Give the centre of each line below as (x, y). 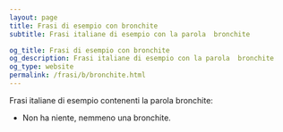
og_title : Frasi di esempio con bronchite (90, 50)
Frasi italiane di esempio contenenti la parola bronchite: (111, 100)
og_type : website (42, 67)
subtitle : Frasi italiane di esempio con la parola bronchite (130, 34)
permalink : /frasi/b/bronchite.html (77, 75)
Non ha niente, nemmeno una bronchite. (97, 118)
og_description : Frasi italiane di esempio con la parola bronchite (142, 59)
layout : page (34, 17)
